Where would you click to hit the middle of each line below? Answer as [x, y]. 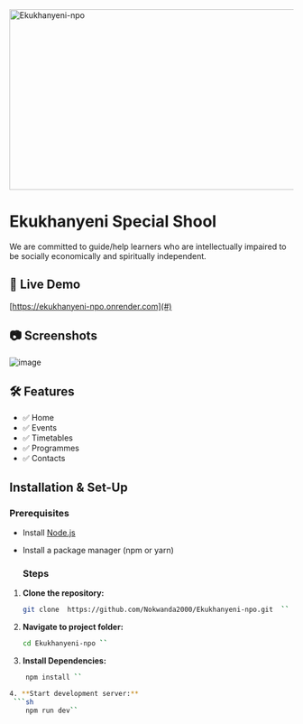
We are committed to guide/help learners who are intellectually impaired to [148, 246]
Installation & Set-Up [69, 487]
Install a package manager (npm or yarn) [98, 551]
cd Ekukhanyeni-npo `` [65, 644]
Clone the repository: [63, 593]
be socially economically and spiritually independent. [108, 255]
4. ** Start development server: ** [74, 693]
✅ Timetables [48, 438]
